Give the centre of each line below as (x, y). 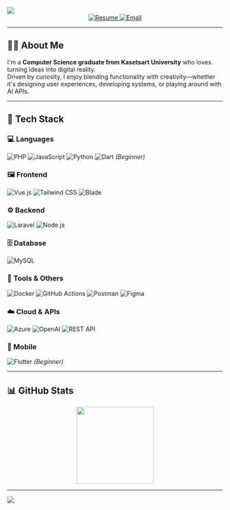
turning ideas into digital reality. (51, 69)
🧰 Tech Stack (36, 119)
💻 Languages (30, 139)
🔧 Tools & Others (35, 278)
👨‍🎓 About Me (36, 46)
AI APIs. (18, 91)
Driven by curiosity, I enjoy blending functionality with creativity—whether (111, 76)
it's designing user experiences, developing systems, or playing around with (115, 84)
